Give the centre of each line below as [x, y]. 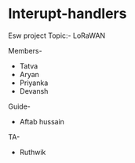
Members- [25, 50]
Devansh [34, 91]
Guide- [20, 106]
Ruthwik [33, 152]
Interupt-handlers [67, 14]
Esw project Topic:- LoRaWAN [57, 35]
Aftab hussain [42, 121]
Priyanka [34, 83]
